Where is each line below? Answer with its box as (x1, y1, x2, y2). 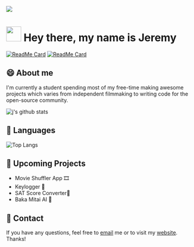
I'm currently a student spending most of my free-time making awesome (6, 84, 184, 91)
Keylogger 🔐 (14, 183, 45, 190)
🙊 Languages (6, 125, 55, 135)
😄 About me (6, 68, 54, 78)
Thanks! (6, 236, 26, 243)
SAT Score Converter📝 (14, 190, 70, 197)
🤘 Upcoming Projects (6, 158, 86, 168)
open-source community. (6, 96, 68, 104)
